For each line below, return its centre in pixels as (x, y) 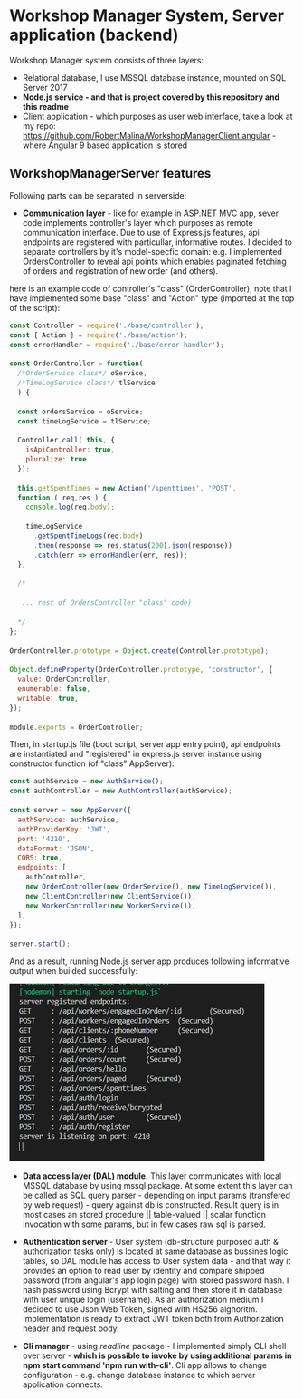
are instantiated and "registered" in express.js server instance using (136, 754)
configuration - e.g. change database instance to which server (139, 1375)
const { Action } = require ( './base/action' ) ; (99, 335)
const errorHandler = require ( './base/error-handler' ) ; (117, 345)
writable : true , (48, 698)
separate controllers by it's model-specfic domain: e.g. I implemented (152, 251)
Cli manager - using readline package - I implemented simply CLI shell (154, 1346)
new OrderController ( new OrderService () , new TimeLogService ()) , (151, 887)
